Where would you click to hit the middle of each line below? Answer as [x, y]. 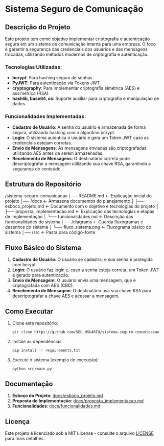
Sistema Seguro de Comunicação [74, 9]
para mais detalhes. [25, 439]
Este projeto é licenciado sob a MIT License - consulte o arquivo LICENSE [80, 433]
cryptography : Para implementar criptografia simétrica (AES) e [76, 88]
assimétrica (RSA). [31, 94]
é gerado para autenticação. [41, 275]
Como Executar [29, 311]
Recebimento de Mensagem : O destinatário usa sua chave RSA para [82, 291]
